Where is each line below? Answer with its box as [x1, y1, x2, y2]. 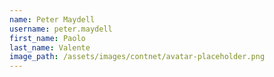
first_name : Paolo [9, 33, 86, 43]
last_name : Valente [9, 42, 91, 53]
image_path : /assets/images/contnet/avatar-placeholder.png [9, 52, 266, 62]
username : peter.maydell [9, 24, 113, 34]
